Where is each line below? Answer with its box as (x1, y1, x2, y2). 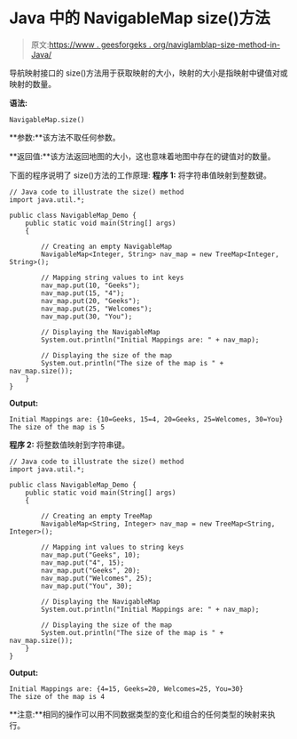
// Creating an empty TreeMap (41, 511, 152, 520)
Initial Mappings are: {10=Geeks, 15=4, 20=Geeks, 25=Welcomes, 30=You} (9, 414, 284, 423)
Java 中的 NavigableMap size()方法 (9, 8, 270, 28)
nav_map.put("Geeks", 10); (41, 550, 141, 559)
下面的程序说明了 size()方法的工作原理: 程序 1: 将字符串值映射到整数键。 (9, 170, 272, 181)
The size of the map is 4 (9, 692, 105, 701)
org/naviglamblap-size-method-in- (152, 39, 281, 50)
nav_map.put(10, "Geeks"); (41, 281, 141, 290)
